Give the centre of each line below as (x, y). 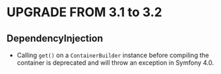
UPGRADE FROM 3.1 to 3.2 (84, 12)
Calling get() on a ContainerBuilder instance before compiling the (113, 55)
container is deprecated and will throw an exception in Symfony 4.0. (115, 63)
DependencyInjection (55, 38)
